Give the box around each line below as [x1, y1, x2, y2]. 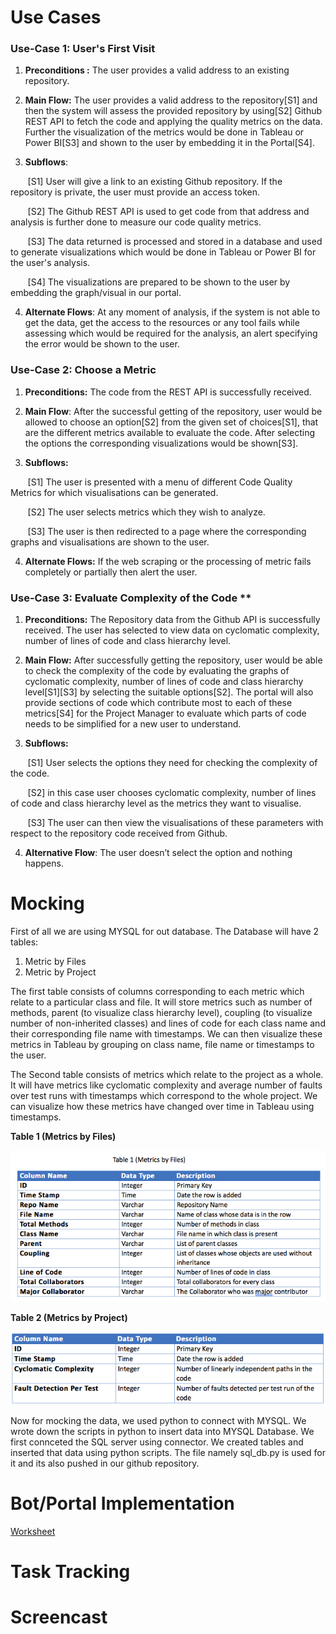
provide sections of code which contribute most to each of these [24, 697, 293, 709]
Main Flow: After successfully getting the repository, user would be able [24, 654, 323, 666]
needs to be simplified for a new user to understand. [24, 718, 242, 730]
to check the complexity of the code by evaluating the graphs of [24, 665, 290, 677]
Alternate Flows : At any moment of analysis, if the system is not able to [24, 306, 321, 318]
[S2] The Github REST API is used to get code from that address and [27, 206, 310, 218]
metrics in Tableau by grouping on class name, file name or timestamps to [10, 1039, 315, 1051]
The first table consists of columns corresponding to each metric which [10, 986, 305, 998]
